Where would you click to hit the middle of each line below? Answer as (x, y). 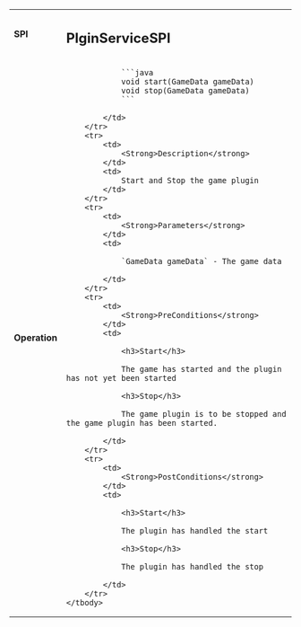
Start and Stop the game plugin (190, 180)
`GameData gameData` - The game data (201, 261)
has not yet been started (121, 378)
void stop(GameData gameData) (185, 90)
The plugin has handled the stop (192, 566)
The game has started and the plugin (201, 369)
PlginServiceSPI (118, 38)
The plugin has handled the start (194, 530)
